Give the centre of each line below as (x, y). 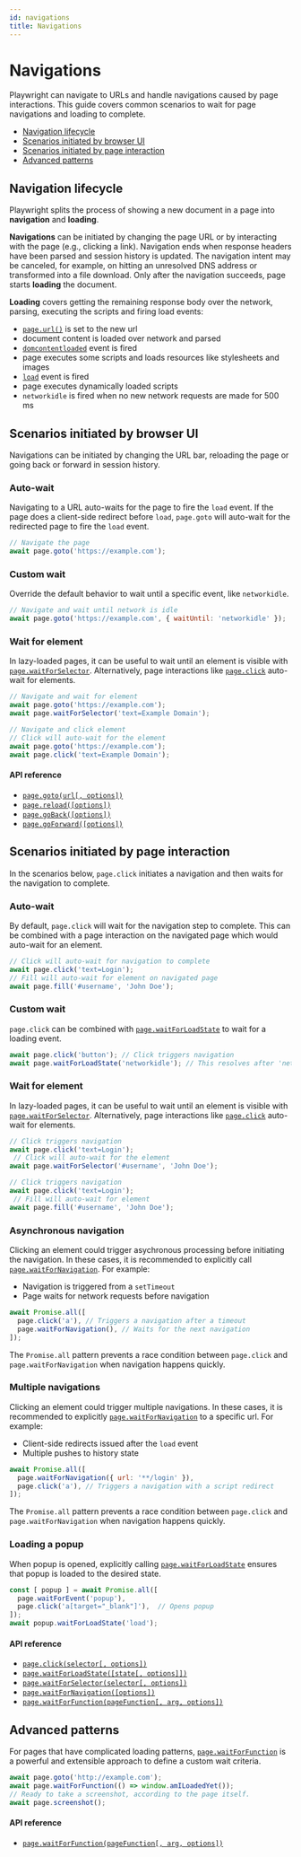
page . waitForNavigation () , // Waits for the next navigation (134, 1329)
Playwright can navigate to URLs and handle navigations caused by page (144, 95)
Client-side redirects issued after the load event (110, 1443)
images (36, 367)
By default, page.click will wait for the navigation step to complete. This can (150, 925)
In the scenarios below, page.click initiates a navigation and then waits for (146, 873)
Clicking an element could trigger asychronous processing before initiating (147, 1250)
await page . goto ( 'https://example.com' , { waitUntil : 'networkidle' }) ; (148, 619)
